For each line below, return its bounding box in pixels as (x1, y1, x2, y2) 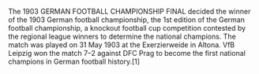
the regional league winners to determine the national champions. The (8, 31, 237, 41)
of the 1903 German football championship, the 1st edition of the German (8, 15, 245, 24)
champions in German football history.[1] (8, 57, 141, 66)
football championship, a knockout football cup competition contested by (8, 24, 246, 32)
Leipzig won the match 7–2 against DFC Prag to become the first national (8, 49, 246, 57)
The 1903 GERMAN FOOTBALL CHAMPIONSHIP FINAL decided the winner (8, 7, 251, 16)
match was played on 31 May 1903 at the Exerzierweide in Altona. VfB (8, 40, 235, 50)
